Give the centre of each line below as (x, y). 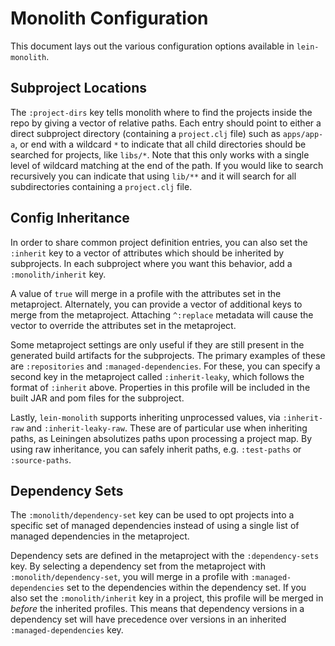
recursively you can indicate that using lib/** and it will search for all (153, 176)
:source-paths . (41, 459)
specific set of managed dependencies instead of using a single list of (155, 526)
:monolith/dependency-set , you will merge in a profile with (129, 577)
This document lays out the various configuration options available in (152, 46)
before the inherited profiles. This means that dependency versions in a (157, 609)
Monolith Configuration (109, 18)
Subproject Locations (79, 88)
